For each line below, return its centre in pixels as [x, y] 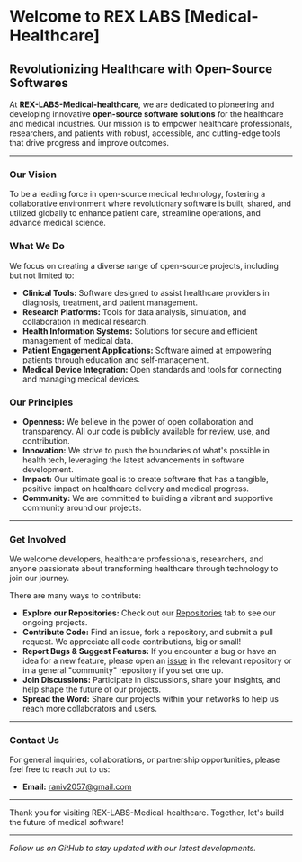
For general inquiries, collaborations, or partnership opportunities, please [145, 760]
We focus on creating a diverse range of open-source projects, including [144, 265]
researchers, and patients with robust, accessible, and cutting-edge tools [145, 133]
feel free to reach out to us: [60, 769]
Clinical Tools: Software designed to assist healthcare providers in [146, 292]
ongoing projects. [55, 623]
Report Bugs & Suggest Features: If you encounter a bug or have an [149, 651]
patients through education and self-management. [115, 359]
